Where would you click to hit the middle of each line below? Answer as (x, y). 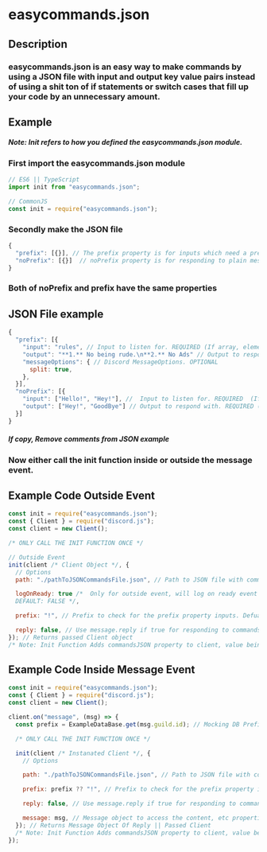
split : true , (51, 369)
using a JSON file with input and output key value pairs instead (132, 76)
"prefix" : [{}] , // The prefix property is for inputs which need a (131, 253)
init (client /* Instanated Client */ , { (83, 753)
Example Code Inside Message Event (102, 670)
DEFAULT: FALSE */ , (48, 601)
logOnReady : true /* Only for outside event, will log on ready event (137, 594)
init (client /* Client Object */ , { (69, 565)
